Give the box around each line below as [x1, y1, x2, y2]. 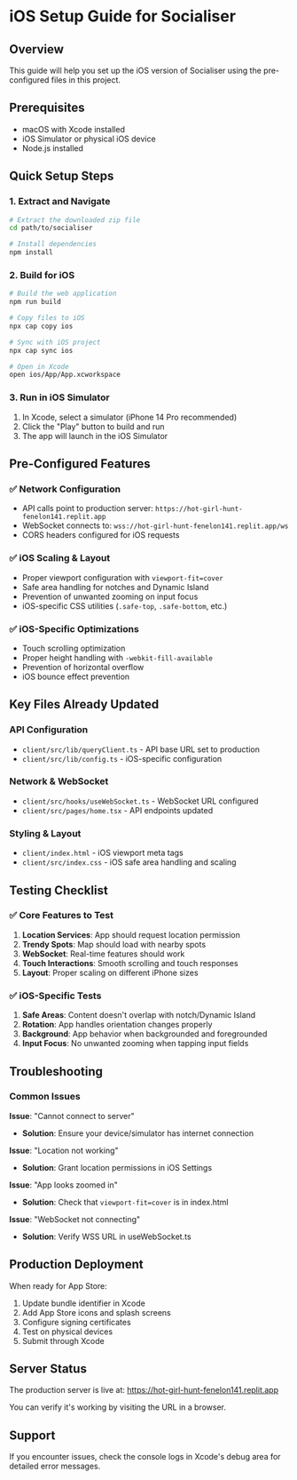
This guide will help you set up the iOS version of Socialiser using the [9, 65, 262, 76]
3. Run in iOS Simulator [9, 391, 110, 404]
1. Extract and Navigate [9, 196, 111, 208]
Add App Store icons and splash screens [21, 1307, 171, 1317]
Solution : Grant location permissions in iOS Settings [21, 1162, 213, 1172]
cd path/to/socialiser [9, 224, 93, 233]
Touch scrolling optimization [21, 643, 126, 653]
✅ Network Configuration [9, 483, 121, 495]
